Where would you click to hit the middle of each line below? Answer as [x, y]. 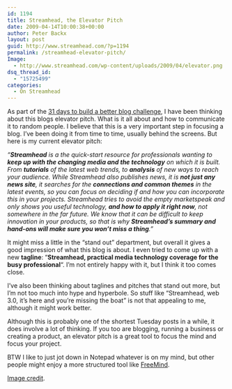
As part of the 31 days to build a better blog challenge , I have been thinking [115, 112]
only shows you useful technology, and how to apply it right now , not [107, 207]
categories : [24, 85]
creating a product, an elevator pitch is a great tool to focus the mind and [112, 337]
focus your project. [34, 344]
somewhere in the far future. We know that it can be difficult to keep [105, 214]
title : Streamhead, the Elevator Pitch [65, 20]
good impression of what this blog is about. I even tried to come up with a [113, 250]
